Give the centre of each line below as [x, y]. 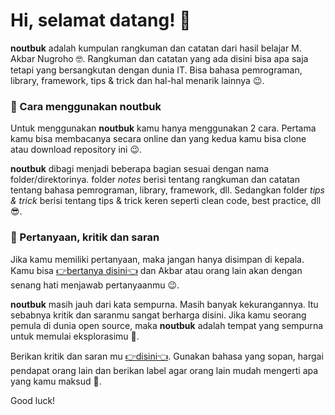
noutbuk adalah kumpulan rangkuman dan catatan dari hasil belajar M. [156, 48]
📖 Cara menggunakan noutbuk [86, 106]
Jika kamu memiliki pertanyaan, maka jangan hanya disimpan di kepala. [157, 259]
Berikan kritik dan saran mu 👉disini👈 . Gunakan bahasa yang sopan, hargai [167, 356]
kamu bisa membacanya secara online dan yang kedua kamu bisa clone [158, 139]
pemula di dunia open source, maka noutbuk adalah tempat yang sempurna [167, 325]
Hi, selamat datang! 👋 [101, 20]
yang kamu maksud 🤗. [56, 381]
